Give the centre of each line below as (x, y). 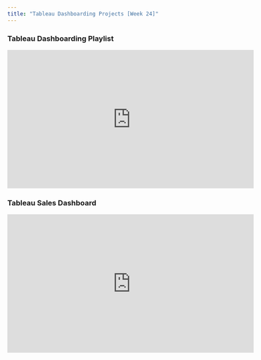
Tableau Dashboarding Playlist (61, 38)
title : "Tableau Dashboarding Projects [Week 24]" (83, 14)
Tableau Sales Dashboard (52, 202)
